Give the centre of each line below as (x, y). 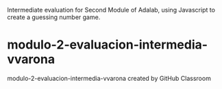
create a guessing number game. (54, 17)
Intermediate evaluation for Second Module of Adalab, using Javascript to (111, 10)
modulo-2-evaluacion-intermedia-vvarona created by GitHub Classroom (109, 78)
